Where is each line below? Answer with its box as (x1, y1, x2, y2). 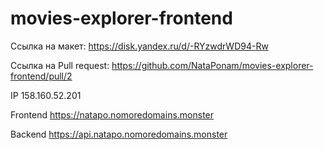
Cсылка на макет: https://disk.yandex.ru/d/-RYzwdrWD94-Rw (10, 40, 269, 52)
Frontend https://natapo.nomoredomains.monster (10, 108, 215, 121)
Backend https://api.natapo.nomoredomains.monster (10, 128, 228, 140)
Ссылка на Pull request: (10, 59, 110, 71)
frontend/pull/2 (10, 70, 73, 82)
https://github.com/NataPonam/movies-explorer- (111, 59, 314, 71)
